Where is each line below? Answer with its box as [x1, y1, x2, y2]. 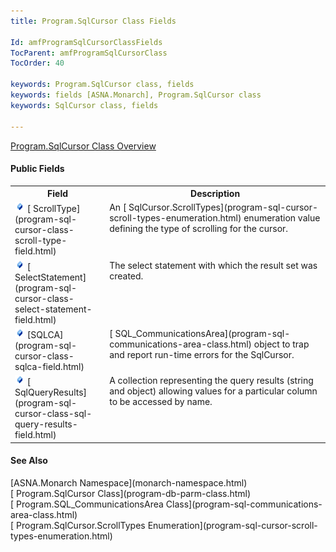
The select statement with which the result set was [109, 259, 318, 271]
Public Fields [10, 163, 65, 175]
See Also [10, 455, 48, 467]
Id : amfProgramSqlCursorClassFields [10, 37, 163, 47]
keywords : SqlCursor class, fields [10, 100, 159, 110]
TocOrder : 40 [10, 58, 65, 69]
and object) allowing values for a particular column [109, 385, 318, 397]
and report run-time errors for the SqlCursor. [109, 348, 295, 360]
